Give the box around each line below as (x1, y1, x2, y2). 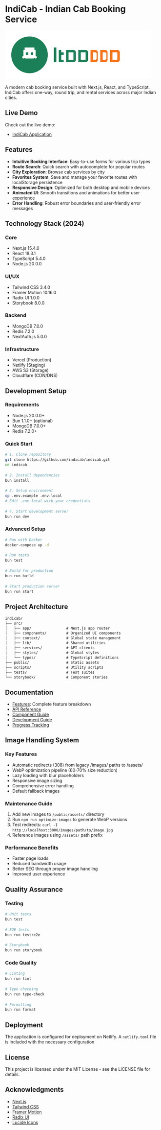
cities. (5, 94, 17, 100)
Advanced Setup (5, 525, 46, 532)
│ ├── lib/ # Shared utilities (5, 640, 106, 646)
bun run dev (5, 514, 29, 519)
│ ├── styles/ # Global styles (5, 650, 99, 656)
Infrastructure (5, 346, 40, 353)
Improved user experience (12, 871, 65, 877)
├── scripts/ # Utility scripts (5, 665, 104, 670)
